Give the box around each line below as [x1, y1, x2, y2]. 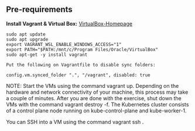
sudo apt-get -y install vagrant [6, 52, 88, 58]
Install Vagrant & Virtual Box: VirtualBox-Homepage [6, 20, 133, 27]
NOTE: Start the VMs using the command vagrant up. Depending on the [6, 82, 179, 89]
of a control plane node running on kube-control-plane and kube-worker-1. [6, 107, 187, 114]
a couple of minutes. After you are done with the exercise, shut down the [6, 94, 182, 101]
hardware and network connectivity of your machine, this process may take [6, 88, 189, 95]
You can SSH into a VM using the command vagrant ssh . [6, 118, 144, 125]
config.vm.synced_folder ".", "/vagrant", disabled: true [6, 72, 150, 78]
